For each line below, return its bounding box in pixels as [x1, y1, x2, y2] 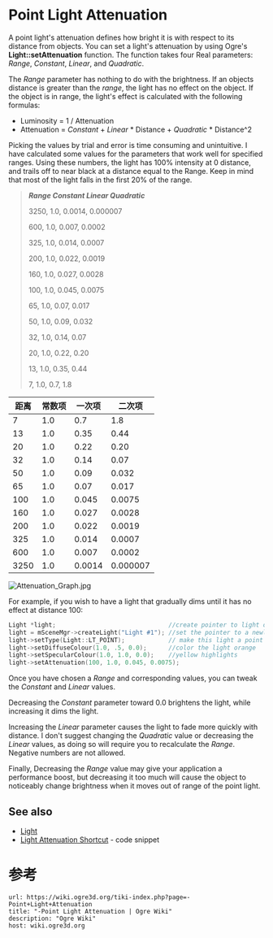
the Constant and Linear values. [8, 682, 116, 692]
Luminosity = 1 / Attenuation [19, 115, 115, 125]
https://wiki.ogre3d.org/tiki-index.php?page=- [26, 892, 191, 901]
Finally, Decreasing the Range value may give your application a [8, 764, 223, 774]
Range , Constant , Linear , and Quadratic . [8, 59, 145, 68]
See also [8, 805, 53, 819]
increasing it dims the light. [8, 706, 99, 716]
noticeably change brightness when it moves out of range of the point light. [8, 781, 261, 791]
